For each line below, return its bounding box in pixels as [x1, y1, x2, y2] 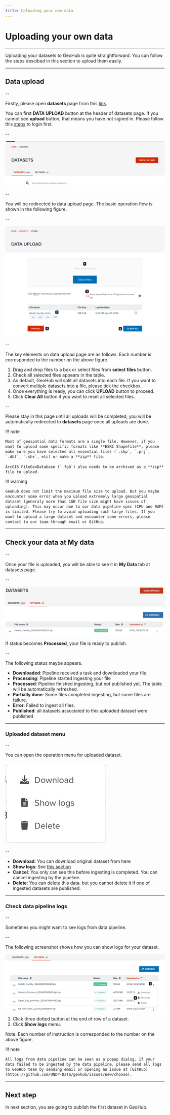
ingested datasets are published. [12, 885, 81, 891]
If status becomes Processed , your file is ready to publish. [5, 640, 127, 646]
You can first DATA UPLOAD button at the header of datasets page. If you [5, 110, 158, 116]
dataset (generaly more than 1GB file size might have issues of [5, 499, 146, 504]
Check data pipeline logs [5, 903, 67, 910]
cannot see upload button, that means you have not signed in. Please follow [5, 116, 164, 122]
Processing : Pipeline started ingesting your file [12, 675, 111, 681]
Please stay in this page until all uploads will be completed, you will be [5, 413, 152, 419]
